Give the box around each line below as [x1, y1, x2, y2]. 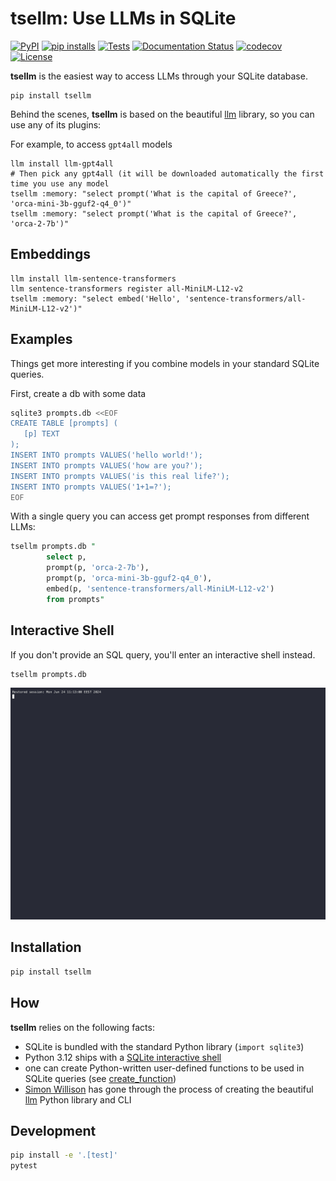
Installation [10, 939, 82, 956]
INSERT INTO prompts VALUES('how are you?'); [10, 460, 203, 471]
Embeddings [10, 246, 91, 263]
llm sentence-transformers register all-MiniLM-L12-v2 [10, 283, 244, 294]
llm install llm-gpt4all [10, 158, 114, 169]
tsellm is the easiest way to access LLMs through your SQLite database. [10, 70, 308, 82]
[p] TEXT [23, 429, 60, 439]
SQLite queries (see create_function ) [24, 1072, 177, 1084]
